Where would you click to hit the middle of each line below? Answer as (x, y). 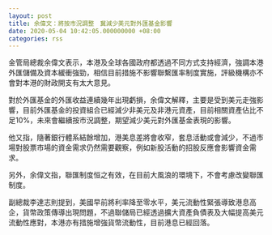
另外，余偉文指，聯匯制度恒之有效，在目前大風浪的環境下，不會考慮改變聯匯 (136, 175)
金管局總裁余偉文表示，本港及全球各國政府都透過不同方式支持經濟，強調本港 (136, 62)
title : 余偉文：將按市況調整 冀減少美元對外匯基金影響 (90, 23)
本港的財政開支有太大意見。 (68, 83)
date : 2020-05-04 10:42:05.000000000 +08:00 (85, 31)
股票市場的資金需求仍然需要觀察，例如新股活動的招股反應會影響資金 (136, 147)
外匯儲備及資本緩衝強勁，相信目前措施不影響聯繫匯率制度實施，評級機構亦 (132, 73)
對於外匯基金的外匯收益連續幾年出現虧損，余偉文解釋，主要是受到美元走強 (132, 100)
